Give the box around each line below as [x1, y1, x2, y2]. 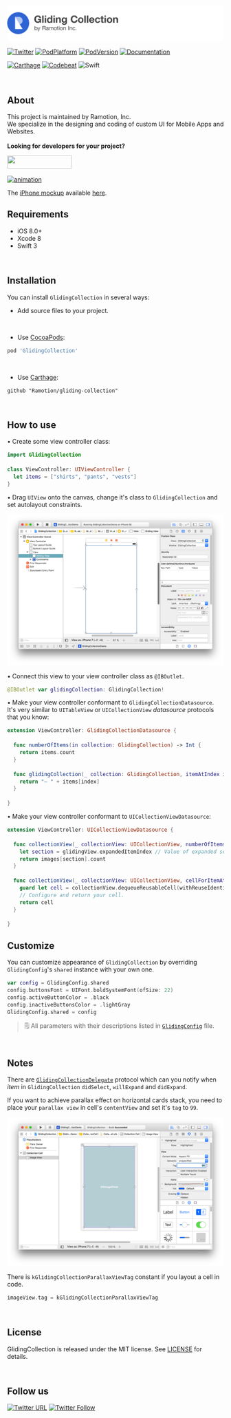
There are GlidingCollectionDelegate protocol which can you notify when [7, 1075, 217, 1084]
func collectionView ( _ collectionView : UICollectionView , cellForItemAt [13, 877, 226, 884]
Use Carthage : [16, 373, 58, 381]
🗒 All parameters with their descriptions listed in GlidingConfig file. [23, 1021, 214, 1030]
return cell [19, 899, 54, 906]
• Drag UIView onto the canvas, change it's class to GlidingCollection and [7, 493, 218, 501]
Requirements [7, 208, 69, 220]
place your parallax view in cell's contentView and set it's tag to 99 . [7, 1104, 198, 1112]
